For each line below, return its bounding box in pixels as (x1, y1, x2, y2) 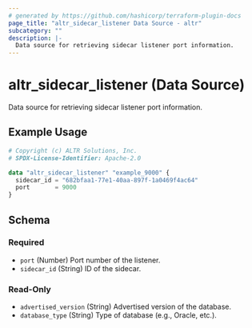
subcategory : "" (8, 26, 62, 34)
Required (8, 237, 45, 248)
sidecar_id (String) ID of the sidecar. (19, 263, 142, 273)
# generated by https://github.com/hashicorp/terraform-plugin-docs (8, 11, 242, 20)
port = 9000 (15, 183, 78, 192)
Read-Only (8, 283, 52, 294)
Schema (8, 213, 50, 226)
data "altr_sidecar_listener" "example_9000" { (8, 169, 170, 177)
